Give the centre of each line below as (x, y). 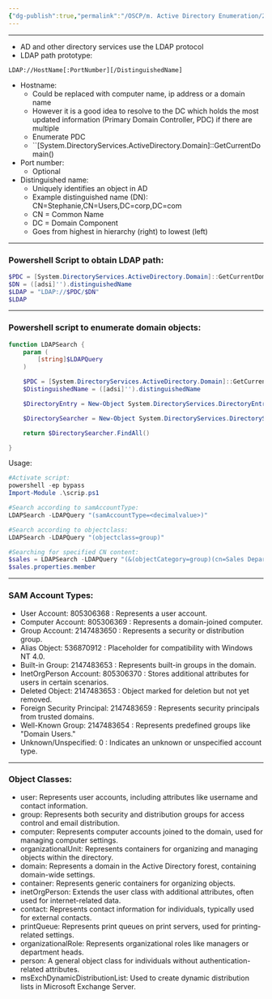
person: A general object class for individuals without (109, 960)
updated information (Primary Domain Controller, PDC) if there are (142, 119)
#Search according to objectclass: (68, 530)
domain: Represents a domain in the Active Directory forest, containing (138, 866)
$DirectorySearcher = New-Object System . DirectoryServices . (126, 418)
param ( (36, 352)
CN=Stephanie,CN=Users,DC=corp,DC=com (107, 205)
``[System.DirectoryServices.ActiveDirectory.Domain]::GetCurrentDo (147, 145)
